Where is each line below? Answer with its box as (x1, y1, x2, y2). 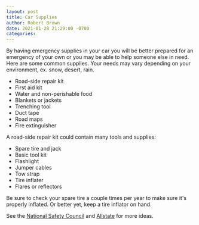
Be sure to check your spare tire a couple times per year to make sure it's (6, 195, 187, 202)
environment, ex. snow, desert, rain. (6, 66, 94, 73)
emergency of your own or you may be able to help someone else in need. (6, 54, 189, 61)
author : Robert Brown (6, 20, 60, 26)
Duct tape (14, 110, 39, 117)
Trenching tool (14, 103, 51, 110)
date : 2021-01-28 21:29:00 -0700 (6, 25, 90, 32)
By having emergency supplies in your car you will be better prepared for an (6, 47, 194, 54)
